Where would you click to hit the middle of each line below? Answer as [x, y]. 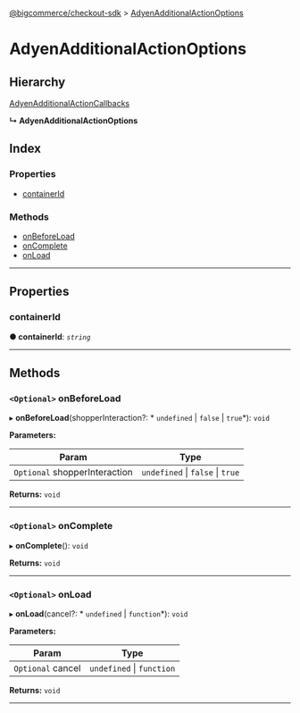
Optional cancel [47, 667]
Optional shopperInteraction [73, 473]
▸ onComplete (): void [49, 545]
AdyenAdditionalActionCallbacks [70, 103]
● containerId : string [50, 336]
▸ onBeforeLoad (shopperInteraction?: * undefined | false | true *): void [140, 418]
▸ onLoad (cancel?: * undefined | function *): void [99, 613]
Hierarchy [37, 82]
